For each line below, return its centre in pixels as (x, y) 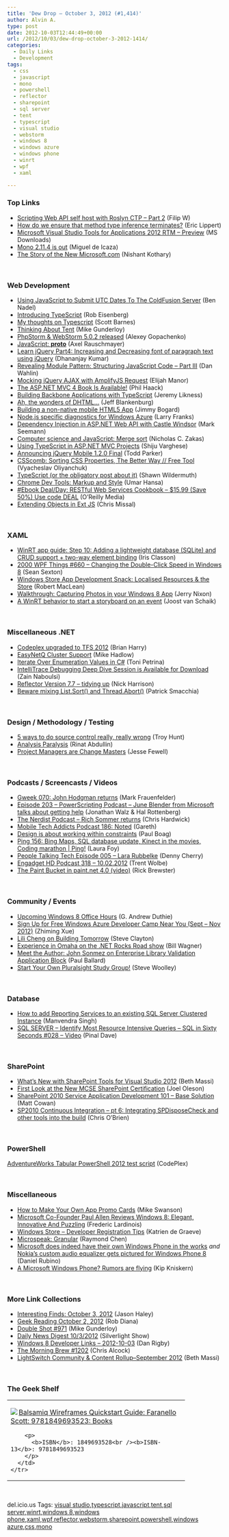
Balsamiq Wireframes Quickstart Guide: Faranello (97, 1412)
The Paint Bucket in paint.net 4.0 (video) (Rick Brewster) (96, 870)
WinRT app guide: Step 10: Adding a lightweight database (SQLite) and (117, 550)
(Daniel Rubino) (39, 1261)
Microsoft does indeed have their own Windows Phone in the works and (118, 1246)
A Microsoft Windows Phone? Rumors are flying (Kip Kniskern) (105, 1268)
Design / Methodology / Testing (60, 722)
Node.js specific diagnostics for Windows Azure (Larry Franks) (106, 417)
